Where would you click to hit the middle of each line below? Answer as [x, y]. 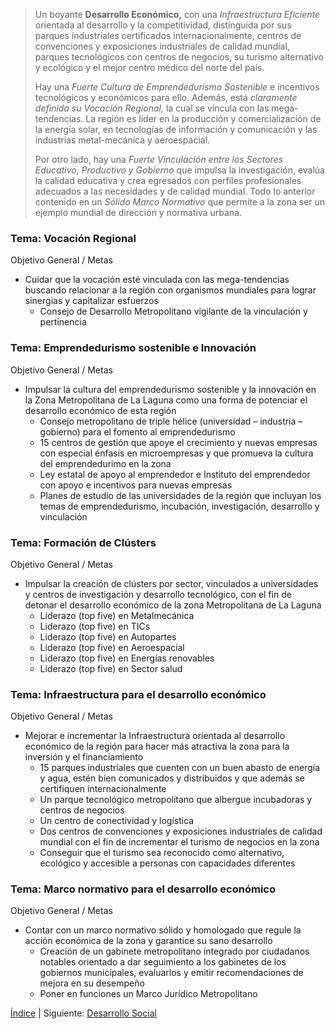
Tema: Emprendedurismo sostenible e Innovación [133, 348]
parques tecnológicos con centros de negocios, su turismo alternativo [179, 57]
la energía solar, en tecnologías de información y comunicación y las [176, 129]
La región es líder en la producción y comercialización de [203, 118]
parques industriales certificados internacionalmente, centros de [168, 35]
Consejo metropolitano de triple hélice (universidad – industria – [171, 421]
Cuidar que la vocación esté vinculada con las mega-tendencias [157, 280]
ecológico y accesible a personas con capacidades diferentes [167, 863]
